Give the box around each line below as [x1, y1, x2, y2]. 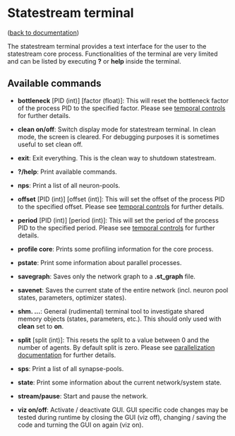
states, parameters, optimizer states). [17, 293, 127, 302]
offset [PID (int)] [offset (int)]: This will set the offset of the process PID [17, 194, 225, 203]
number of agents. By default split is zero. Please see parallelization [17, 343, 215, 351]
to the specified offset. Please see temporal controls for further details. [17, 202, 224, 211]
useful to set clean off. [17, 140, 83, 148]
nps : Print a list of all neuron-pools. [17, 181, 121, 189]
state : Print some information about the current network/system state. [17, 378, 222, 387]
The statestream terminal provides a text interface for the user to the [7, 42, 207, 50]
